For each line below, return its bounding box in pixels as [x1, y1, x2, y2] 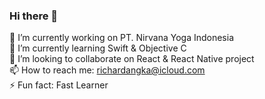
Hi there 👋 [9, 9, 59, 23]
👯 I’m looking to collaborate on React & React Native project [9, 53, 255, 65]
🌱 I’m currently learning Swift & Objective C [9, 42, 187, 54]
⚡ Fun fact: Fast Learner [9, 79, 109, 91]
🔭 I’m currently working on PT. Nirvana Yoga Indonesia [9, 32, 235, 44]
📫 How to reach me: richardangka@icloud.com [9, 64, 206, 76]
